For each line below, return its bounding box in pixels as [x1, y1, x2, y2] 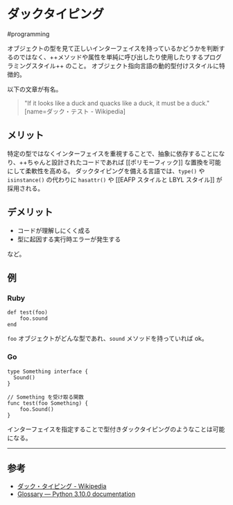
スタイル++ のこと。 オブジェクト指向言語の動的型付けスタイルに [31, 61, 220, 70]
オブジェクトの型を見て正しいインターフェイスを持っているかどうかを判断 [7, 44, 220, 52]
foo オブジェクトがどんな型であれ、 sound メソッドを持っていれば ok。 [7, 335, 208, 343]
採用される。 [7, 184, 44, 192]
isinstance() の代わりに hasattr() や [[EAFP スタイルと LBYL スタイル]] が [7, 175, 223, 184]
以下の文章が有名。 [7, 85, 62, 93]
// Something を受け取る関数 [7, 394, 85, 401]
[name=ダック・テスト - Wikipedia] [24, 107, 126, 115]
